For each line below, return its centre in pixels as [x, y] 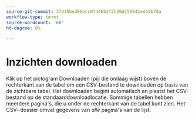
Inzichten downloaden [62, 62]
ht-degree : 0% [23, 28]
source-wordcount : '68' [35, 22]
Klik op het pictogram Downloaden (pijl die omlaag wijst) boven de [86, 79]
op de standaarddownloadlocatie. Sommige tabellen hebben [100, 97]
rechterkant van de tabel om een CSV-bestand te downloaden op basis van [97, 85]
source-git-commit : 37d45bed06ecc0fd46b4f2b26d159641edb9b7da [84, 11]
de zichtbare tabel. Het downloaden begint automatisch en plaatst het [90, 91]
